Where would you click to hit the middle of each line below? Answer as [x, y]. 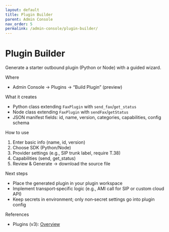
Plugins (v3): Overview [36, 224]
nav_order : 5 [19, 24]
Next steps [16, 173]
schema [21, 123]
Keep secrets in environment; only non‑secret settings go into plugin [83, 199]
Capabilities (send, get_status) [44, 158]
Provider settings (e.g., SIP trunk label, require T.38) [67, 153]
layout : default [22, 10]
